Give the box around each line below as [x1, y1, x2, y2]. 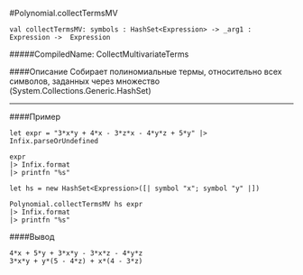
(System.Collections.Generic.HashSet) [9, 86, 151, 96]
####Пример [9, 112, 61, 122]
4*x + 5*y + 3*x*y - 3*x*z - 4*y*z [9, 249, 143, 258]
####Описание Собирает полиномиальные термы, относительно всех [9, 67, 282, 77]
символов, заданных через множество [9, 76, 161, 87]
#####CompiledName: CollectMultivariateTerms [9, 49, 189, 60]
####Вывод [9, 232, 55, 242]
